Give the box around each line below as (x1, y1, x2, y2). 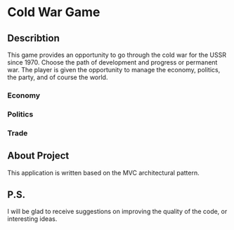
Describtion (7, 32, 60, 44)
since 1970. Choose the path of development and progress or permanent (7, 58, 218, 67)
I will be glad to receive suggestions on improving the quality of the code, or (7, 208, 228, 216)
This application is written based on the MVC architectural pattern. (7, 168, 200, 177)
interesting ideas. (7, 215, 58, 223)
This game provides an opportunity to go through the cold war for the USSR (7, 50, 227, 59)
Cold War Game (7, 4, 100, 20)
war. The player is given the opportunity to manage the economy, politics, (7, 66, 221, 74)
